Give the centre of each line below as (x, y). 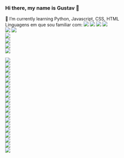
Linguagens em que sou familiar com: (44, 25)
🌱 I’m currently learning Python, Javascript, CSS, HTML (62, 19)
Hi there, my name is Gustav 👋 (42, 8)
